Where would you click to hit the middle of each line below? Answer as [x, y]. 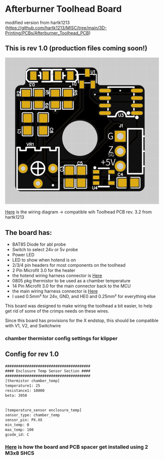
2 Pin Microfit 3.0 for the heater [44, 270]
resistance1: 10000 [25, 391]
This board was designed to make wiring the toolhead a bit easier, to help [79, 306]
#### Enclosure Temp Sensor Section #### [48, 371]
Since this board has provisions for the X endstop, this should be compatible [82, 320]
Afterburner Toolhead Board [63, 9]
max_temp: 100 [20, 430]
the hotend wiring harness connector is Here [57, 276]
